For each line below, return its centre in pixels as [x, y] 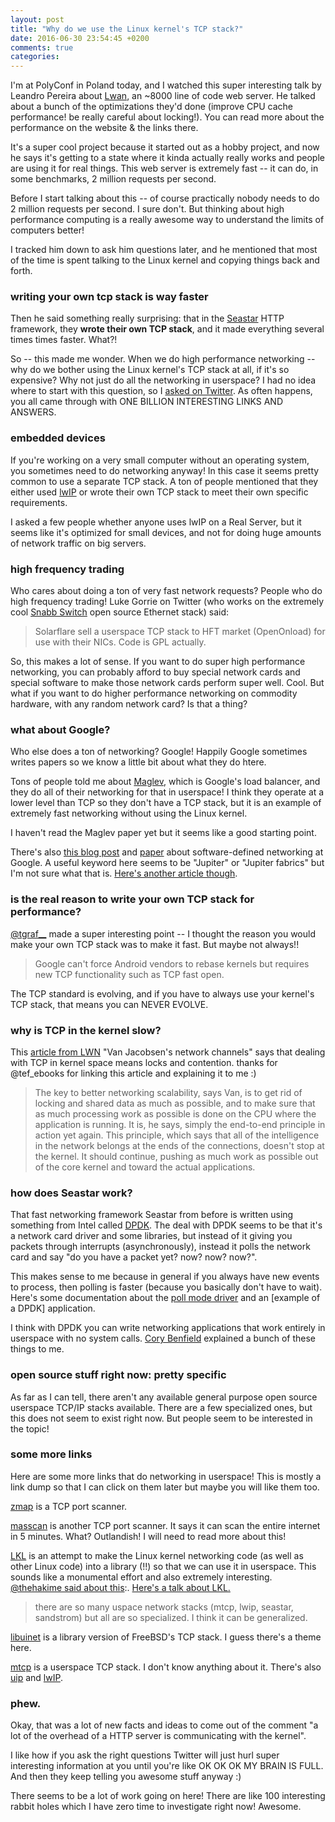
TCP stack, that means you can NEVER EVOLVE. [109, 1004]
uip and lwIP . [36, 1677]
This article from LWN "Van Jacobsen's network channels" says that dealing [168, 1052]
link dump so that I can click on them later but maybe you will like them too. [165, 1487]
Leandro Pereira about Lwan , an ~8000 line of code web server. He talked [163, 96]
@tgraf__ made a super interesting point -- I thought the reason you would [163, 933]
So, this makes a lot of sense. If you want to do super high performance [158, 662]
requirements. [39, 502]
